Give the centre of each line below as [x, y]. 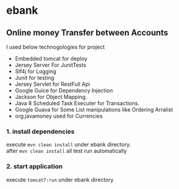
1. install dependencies [41, 131]
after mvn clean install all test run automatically [67, 151]
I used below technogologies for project [56, 47]
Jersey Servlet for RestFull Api [52, 84]
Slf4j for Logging [35, 71]
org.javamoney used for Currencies [59, 116]
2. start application [35, 167]
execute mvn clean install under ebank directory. [68, 145]
